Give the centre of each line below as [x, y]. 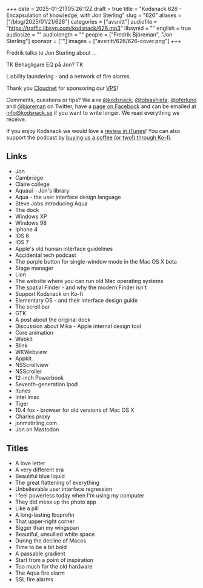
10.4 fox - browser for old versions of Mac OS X [75, 410]
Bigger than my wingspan [47, 527]
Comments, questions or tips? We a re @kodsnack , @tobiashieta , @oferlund [101, 100]
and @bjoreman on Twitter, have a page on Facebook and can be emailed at [101, 106]
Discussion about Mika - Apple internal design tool [78, 326]
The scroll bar [32, 307]
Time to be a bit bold [41, 547]
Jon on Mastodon [37, 429]
